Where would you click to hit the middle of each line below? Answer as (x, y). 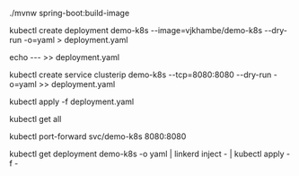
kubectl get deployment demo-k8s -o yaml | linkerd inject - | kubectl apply (147, 154)
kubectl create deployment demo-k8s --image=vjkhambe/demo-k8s (136, 30)
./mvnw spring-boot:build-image (70, 13)
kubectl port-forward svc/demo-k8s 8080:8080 (98, 136)
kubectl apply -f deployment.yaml (72, 101)
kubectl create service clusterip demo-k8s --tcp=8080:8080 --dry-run (141, 75)
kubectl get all (35, 119)
